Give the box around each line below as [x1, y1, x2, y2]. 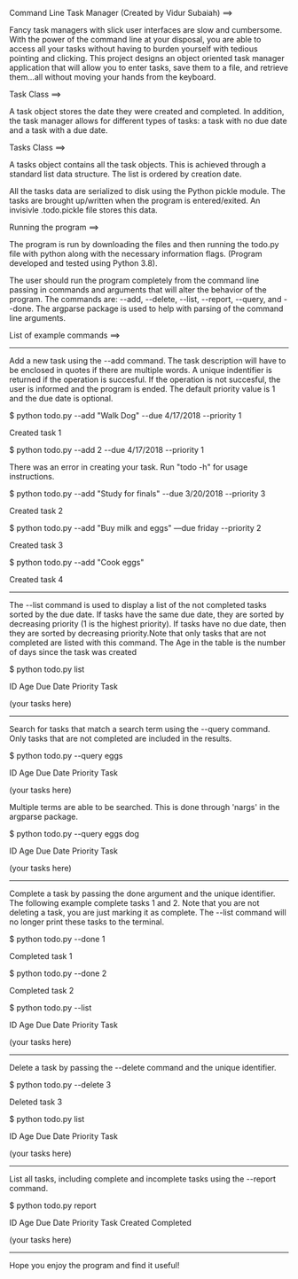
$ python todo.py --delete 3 [9, 1080, 112, 1089]
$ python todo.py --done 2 [9, 968, 107, 979]
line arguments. [9, 313, 67, 323]
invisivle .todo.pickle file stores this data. [9, 205, 158, 215]
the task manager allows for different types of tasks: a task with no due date [9, 115, 287, 126]
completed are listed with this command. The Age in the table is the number [9, 637, 286, 648]
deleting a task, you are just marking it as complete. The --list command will [9, 908, 286, 917]
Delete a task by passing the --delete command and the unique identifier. [9, 1063, 277, 1072]
